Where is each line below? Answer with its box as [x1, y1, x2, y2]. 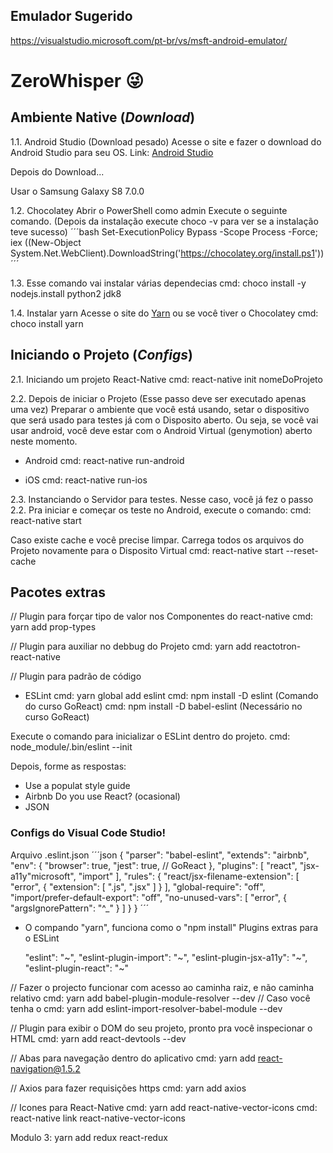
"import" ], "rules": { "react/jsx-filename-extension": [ [78, 870, 300, 882]
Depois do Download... [10, 165, 105, 178]
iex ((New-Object [10, 236, 82, 248]
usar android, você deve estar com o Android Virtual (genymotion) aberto [10, 424, 313, 436]
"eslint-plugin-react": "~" [24, 962, 129, 974]
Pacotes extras [10, 584, 106, 601]
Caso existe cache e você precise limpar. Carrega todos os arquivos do [10, 534, 305, 546]
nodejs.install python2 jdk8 [10, 287, 122, 299]
